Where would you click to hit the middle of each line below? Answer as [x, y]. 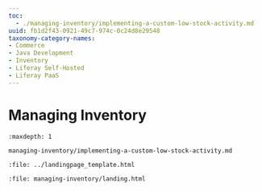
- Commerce [27, 46]
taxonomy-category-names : [52, 38]
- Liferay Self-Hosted [46, 68]
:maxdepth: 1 [30, 136]
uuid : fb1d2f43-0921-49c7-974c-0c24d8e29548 [84, 30]
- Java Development [41, 53]
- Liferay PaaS [34, 75]
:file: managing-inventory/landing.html [77, 179]
